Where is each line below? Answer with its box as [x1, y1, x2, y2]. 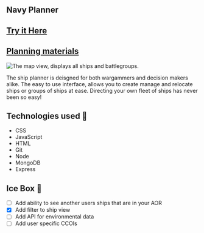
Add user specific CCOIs [15, 220, 77, 227]
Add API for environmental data [15, 213, 94, 220]
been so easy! [6, 93, 42, 101]
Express [15, 166, 36, 173]
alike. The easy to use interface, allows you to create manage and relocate [6, 80, 193, 87]
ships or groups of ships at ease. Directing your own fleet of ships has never [6, 87, 198, 94]
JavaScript [15, 133, 43, 141]
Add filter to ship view [15, 206, 71, 214]
